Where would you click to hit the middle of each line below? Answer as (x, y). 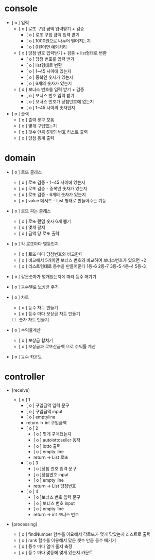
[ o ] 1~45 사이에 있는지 (49, 71)
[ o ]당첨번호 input (51, 474)
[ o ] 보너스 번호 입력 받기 (50, 95)
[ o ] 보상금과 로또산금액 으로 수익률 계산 (57, 346)
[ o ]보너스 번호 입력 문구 (57, 497)
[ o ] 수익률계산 (26, 330)
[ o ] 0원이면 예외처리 (46, 47)
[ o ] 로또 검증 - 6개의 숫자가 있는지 (52, 194)
